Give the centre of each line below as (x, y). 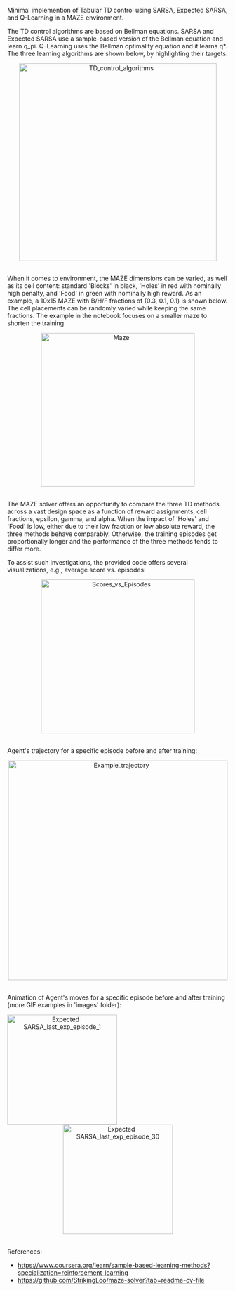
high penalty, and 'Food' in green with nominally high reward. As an (105, 293)
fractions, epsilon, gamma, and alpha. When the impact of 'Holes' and (108, 519)
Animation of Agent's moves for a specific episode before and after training (116, 997)
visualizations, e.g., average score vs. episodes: (76, 570)
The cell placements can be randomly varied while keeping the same (107, 308)
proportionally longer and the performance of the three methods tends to (113, 541)
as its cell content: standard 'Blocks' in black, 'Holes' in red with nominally (114, 286)
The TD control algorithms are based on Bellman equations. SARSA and (110, 31)
